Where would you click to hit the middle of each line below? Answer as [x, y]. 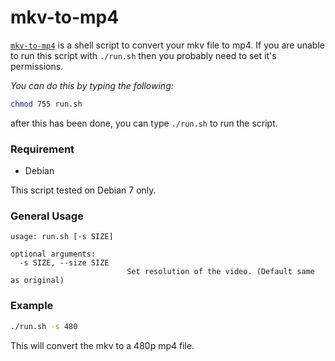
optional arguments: [53, 254]
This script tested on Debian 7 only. [83, 190]
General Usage [47, 216]
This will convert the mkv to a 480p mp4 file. [102, 345]
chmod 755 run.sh [46, 104]
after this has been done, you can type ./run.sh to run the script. [144, 123]
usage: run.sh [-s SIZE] [62, 237]
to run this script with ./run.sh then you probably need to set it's [143, 55]
